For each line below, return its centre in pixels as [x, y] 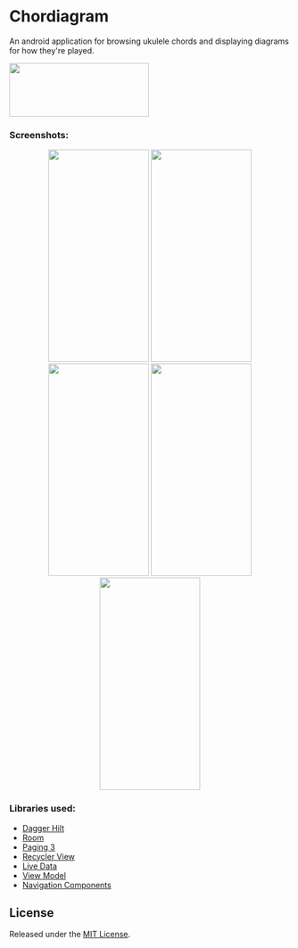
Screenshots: [39, 135]
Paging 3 [39, 847]
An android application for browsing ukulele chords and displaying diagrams [149, 41]
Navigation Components [66, 885]
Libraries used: [42, 809]
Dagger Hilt [43, 828]
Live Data [40, 866]
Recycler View [49, 856]
